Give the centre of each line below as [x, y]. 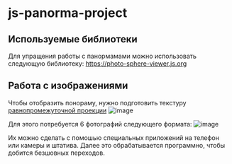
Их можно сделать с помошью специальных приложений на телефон [114, 137]
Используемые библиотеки [73, 39]
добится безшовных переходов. [56, 153]
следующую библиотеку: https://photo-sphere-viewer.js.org [98, 64]
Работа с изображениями [68, 86]
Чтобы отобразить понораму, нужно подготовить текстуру [97, 102]
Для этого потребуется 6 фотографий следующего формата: [100, 124]
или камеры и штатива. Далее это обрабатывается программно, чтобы [117, 145]
